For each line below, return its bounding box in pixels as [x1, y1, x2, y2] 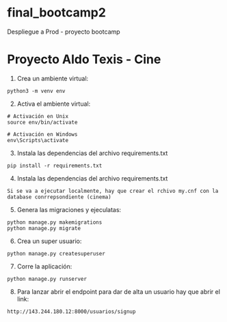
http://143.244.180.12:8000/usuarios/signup [7, 308, 136, 315]
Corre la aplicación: [16, 262, 72, 271]
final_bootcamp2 [7, 5, 106, 21]
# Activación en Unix [7, 113, 69, 119]
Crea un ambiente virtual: [16, 74, 89, 82]
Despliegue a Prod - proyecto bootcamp [7, 27, 121, 36]
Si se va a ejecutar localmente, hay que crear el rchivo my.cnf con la [7, 187, 219, 194]
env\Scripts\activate [7, 137, 69, 143]
